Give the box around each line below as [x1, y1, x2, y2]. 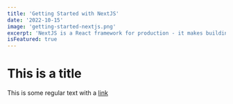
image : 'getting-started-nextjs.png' [7, 23, 116, 30]
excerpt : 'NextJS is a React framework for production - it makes [7, 29, 203, 37]
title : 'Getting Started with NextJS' [7, 10, 119, 17]
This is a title [7, 66, 82, 82]
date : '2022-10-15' [7, 17, 64, 24]
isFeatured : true [7, 36, 58, 43]
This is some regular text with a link [7, 89, 109, 97]
